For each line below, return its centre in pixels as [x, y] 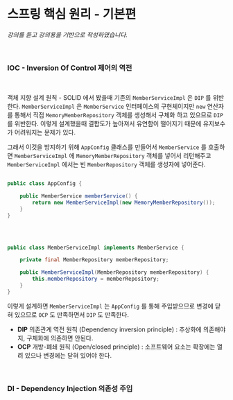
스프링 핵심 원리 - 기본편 [72, 14]
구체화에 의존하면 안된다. [60, 338]
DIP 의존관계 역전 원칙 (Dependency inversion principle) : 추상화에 [110, 329]
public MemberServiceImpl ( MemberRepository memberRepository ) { [114, 272]
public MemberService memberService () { [79, 196]
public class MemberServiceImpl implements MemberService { [96, 247]
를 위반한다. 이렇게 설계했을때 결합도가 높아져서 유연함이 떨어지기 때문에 [104, 124]
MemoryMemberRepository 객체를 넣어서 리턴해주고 [144, 156]
